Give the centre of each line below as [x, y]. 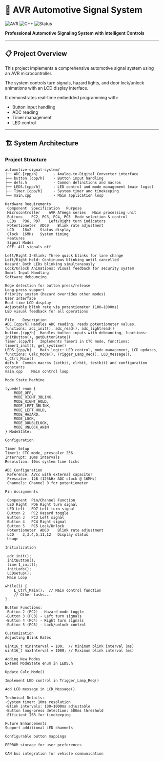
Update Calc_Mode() [25, 672]
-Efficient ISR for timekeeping [38, 715]
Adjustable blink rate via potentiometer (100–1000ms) [62, 307]
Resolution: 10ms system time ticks [42, 462]
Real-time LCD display [28, 303]
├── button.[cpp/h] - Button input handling [54, 179]
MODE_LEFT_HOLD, [31, 410]
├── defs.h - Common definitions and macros [63, 183]
